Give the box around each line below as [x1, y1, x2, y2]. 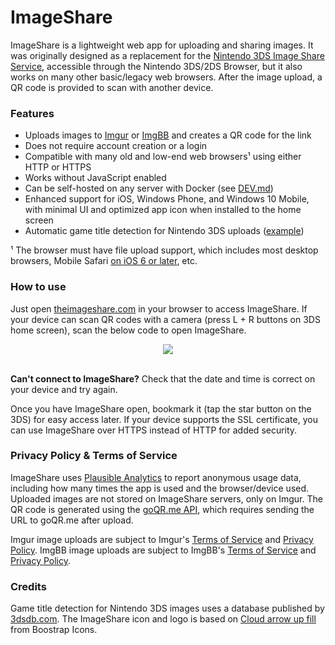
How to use [10, 280, 67, 294]
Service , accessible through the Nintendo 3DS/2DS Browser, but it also [10, 60, 303, 72]
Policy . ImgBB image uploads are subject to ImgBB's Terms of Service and [10, 544, 317, 556]
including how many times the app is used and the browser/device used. [10, 482, 310, 494]
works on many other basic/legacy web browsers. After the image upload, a [10, 71, 323, 83]
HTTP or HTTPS [24, 161, 92, 173]
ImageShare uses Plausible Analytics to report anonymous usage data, [10, 471, 302, 483]
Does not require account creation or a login [24, 140, 208, 152]
